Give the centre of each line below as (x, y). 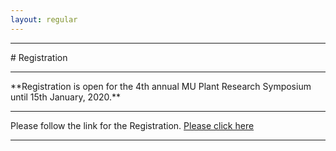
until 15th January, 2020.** (66, 97)
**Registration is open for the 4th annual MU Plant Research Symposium (161, 86)
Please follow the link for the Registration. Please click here (132, 125)
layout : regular (44, 19)
